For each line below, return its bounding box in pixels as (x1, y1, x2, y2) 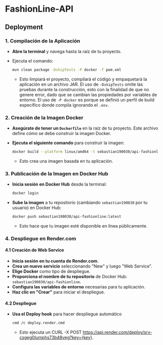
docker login (12, 191, 39, 196)
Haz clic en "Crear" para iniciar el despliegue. (12, 289, 106, 295)
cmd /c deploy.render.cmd (12, 321, 65, 326)
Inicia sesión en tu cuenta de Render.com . (12, 258, 99, 264)
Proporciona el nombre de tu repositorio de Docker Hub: (12, 274, 127, 280)
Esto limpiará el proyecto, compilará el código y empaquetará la (19, 76, 147, 82)
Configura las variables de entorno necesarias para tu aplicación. (12, 284, 145, 290)
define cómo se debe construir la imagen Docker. (12, 131, 111, 136)
